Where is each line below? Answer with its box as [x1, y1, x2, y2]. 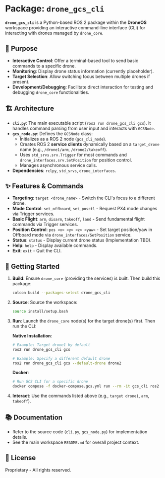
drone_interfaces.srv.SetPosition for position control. [19, 157, 132, 163]
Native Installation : [12, 332, 53, 338]
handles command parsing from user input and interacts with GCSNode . [12, 125, 155, 131]
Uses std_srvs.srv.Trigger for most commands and [19, 152, 127, 158]
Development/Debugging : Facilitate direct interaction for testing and [12, 84, 154, 90]
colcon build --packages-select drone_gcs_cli [12, 290, 110, 296]
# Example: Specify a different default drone [12, 356, 110, 361]
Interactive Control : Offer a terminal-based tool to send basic [12, 58, 139, 64]
